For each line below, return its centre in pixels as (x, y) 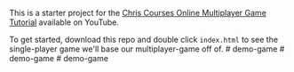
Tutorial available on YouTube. (64, 22)
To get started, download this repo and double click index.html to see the (143, 40)
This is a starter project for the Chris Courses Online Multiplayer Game (138, 13)
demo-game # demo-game (59, 58)
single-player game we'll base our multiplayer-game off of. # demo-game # (147, 49)
